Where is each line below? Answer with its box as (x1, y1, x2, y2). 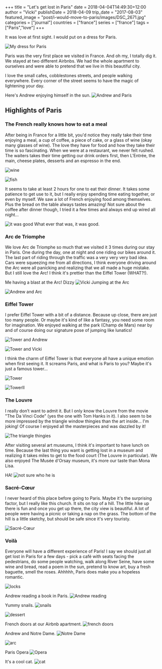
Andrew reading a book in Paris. (5, 593, 69, 599)
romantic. (5, 574, 24, 580)
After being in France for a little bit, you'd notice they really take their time (5, 132, 152, 138)
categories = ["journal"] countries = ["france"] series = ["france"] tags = (5, 19, 149, 25)
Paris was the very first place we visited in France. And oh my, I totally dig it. (5, 53, 157, 59)
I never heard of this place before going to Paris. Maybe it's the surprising (5, 495, 152, 501)
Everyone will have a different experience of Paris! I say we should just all (5, 548, 151, 555)
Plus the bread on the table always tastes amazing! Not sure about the (5, 201, 145, 207)
